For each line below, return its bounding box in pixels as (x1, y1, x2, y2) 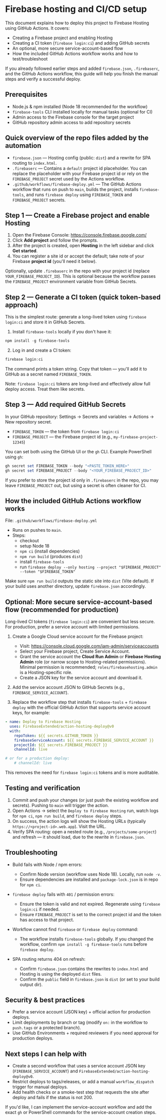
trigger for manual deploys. (12, 1084, 68, 1090)
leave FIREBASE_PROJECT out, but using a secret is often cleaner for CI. (5, 482, 147, 488)
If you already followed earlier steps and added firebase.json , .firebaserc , (5, 65, 160, 71)
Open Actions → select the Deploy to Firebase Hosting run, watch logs (12, 808, 159, 813)
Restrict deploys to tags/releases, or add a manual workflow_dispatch (12, 1079, 154, 1085)
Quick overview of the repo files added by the (5, 134, 149, 142)
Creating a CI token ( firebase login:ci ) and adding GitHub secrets (12, 40, 150, 46)
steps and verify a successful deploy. (5, 76, 82, 82)
